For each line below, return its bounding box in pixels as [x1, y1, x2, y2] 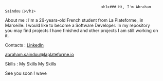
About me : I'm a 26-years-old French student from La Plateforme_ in [5, 17, 144, 23]
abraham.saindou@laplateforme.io [5, 51, 74, 57]
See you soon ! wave [5, 70, 47, 76]
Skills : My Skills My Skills [5, 61, 56, 66]
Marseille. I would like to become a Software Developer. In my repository [5, 22, 150, 28]
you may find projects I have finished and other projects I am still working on [5, 28, 158, 33]
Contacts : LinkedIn [5, 42, 44, 48]
